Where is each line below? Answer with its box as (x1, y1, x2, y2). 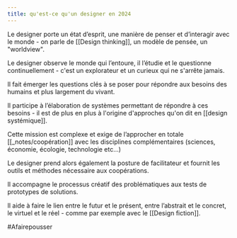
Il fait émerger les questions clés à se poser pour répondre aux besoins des (7, 79, 228, 89)
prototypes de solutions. (7, 187, 79, 195)
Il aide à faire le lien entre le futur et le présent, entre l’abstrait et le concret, (7, 201, 226, 210)
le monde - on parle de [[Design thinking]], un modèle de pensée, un (7, 37, 208, 46)
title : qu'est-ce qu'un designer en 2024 (7, 10, 132, 18)
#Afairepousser (7, 222, 53, 231)
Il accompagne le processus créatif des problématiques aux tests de (7, 180, 207, 188)
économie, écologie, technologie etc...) (7, 144, 122, 153)
